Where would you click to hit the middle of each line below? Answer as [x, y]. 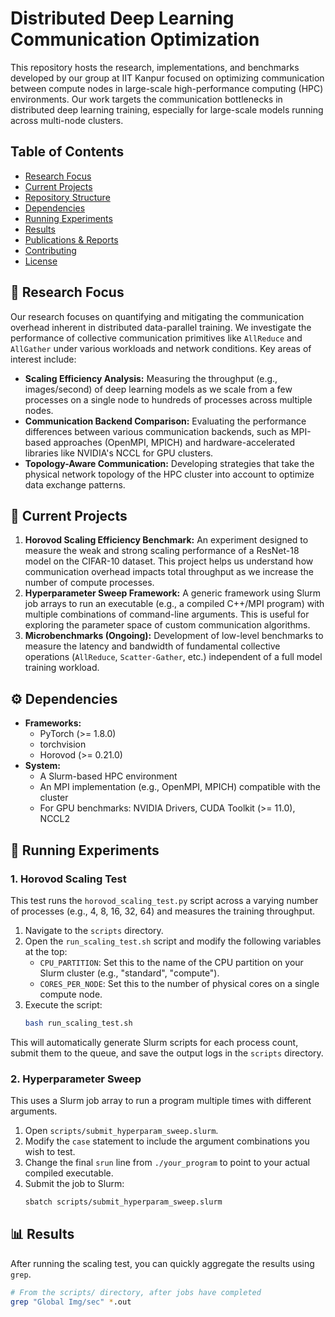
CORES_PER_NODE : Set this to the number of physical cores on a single [179, 983]
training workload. [62, 668]
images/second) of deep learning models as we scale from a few [158, 389]
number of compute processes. [89, 583]
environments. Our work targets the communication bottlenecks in [146, 99]
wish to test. [50, 1152]
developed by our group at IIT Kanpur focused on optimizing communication [167, 78]
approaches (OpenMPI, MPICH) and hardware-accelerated [174, 442]
